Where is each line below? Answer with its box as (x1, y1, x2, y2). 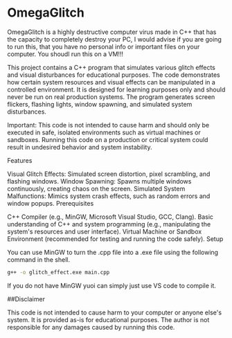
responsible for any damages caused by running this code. (7, 323, 175, 331)
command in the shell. (7, 255, 71, 264)
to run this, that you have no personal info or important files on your (7, 42, 200, 51)
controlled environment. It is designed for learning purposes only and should (7, 85, 226, 94)
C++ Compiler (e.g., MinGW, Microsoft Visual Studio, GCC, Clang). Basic (7, 213, 213, 221)
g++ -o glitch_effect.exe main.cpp (7, 269, 110, 276)
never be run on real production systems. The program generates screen (7, 92, 215, 101)
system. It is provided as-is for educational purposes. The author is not (7, 315, 210, 323)
